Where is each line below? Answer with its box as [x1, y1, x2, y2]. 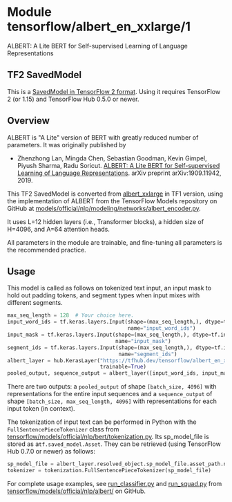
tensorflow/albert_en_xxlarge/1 [7, 19, 191, 35]
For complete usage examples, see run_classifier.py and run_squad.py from [7, 479, 222, 487]
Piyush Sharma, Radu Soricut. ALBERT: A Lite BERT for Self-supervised [17, 161, 220, 169]
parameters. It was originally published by [7, 140, 126, 149]
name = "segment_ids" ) [118, 351, 177, 357]
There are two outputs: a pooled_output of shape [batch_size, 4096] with [7, 382, 217, 391]
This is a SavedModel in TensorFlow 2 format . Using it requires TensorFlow [7, 87, 221, 95]
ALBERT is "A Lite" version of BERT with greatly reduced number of [7, 133, 199, 142]
